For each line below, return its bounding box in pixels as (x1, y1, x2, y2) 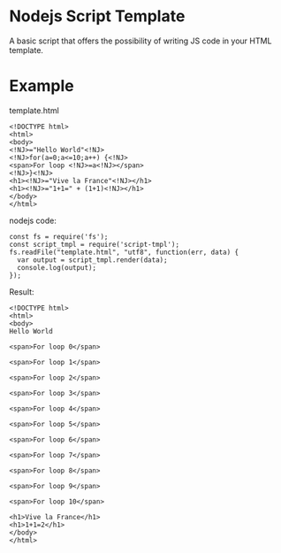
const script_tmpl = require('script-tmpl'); (9, 240, 179, 249)
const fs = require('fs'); (9, 232, 109, 241)
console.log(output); (17, 263, 97, 272)
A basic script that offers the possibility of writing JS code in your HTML (9, 35, 272, 46)
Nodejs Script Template (9, 6, 186, 27)
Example (9, 76, 74, 96)
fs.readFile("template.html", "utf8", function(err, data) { (9, 248, 239, 257)
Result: (9, 286, 34, 297)
